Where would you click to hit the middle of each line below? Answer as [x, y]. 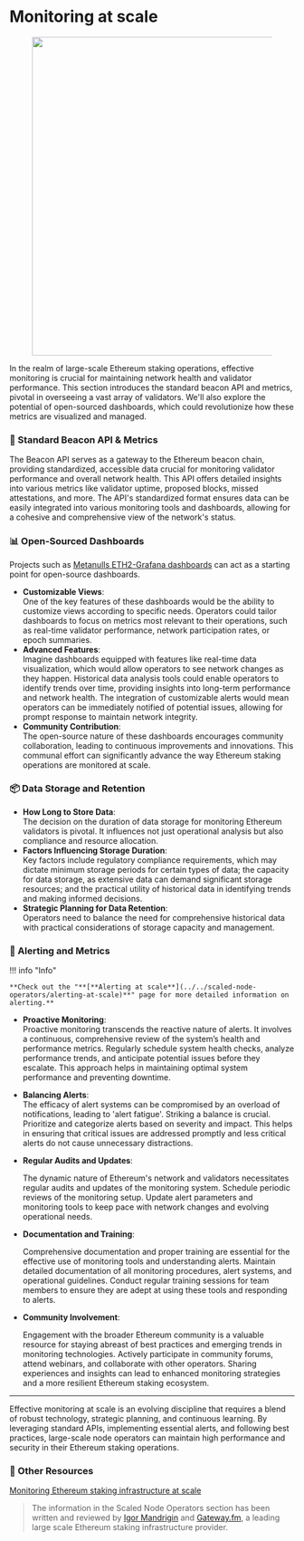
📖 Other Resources [52, 1471]
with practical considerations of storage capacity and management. [148, 927]
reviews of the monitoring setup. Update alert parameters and [138, 1198]
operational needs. [57, 1217]
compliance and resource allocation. [90, 840]
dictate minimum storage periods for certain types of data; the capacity [156, 869]
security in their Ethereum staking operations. [94, 1448]
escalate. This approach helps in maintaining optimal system [135, 1068]
